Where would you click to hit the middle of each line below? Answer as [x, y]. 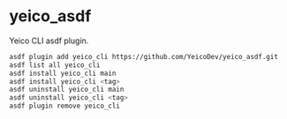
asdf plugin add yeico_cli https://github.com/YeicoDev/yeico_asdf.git [143, 56]
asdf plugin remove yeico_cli [65, 106]
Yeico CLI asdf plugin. [49, 41]
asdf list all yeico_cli [55, 65]
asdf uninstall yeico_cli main [67, 90]
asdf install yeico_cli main [63, 73]
